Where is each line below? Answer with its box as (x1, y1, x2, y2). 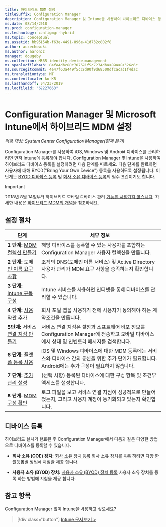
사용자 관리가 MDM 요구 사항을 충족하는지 (41, 266, 134, 273)
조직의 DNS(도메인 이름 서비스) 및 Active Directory (41, 259, 155, 265)
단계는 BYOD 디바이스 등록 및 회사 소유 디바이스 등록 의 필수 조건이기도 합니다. (5, 174, 156, 180)
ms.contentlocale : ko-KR (5, 76, 56, 81)
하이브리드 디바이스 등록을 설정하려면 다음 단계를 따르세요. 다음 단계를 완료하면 (5, 161, 157, 167)
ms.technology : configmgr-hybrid (5, 30, 74, 35)
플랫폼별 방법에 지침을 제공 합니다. (12, 459, 79, 465)
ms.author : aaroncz (5, 49, 45, 54)
